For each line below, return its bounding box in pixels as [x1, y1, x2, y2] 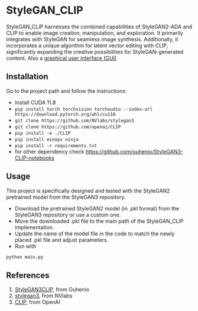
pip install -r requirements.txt [14, 142, 98, 148]
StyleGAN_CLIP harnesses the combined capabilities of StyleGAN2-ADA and [6, 23, 193, 30]
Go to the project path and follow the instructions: [6, 87, 127, 95]
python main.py [6, 254, 44, 260]
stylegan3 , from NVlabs [14, 292, 73, 299]
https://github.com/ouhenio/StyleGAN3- [85, 148, 184, 155]
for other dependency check [14, 148, 85, 155]
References [6, 270, 50, 280]
